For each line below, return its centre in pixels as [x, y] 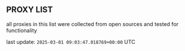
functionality [22, 30]
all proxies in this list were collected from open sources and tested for [92, 24]
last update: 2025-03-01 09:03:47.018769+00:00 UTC [71, 42]
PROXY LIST [29, 10]
